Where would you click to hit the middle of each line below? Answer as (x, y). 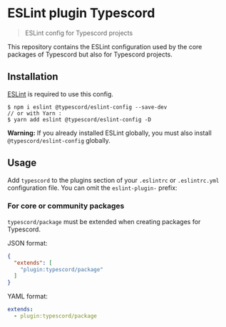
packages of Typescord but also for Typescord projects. (90, 54)
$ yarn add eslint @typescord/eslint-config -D (79, 119)
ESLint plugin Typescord (81, 13)
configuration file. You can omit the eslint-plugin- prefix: (92, 188)
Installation (33, 77)
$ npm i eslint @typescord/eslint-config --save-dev (87, 107)
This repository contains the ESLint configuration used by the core (105, 46)
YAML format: (28, 296)
